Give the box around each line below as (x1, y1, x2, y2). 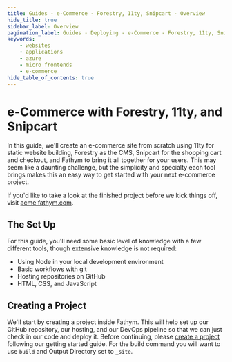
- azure (19, 55, 41, 62)
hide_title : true (7, 17, 57, 23)
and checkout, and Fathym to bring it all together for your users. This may (7, 156, 217, 164)
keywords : (7, 36, 36, 43)
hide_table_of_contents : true (7, 74, 95, 81)
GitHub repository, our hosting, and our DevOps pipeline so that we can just (7, 325, 222, 333)
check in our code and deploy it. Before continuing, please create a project (7, 332, 220, 341)
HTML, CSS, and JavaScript (17, 280, 97, 288)
